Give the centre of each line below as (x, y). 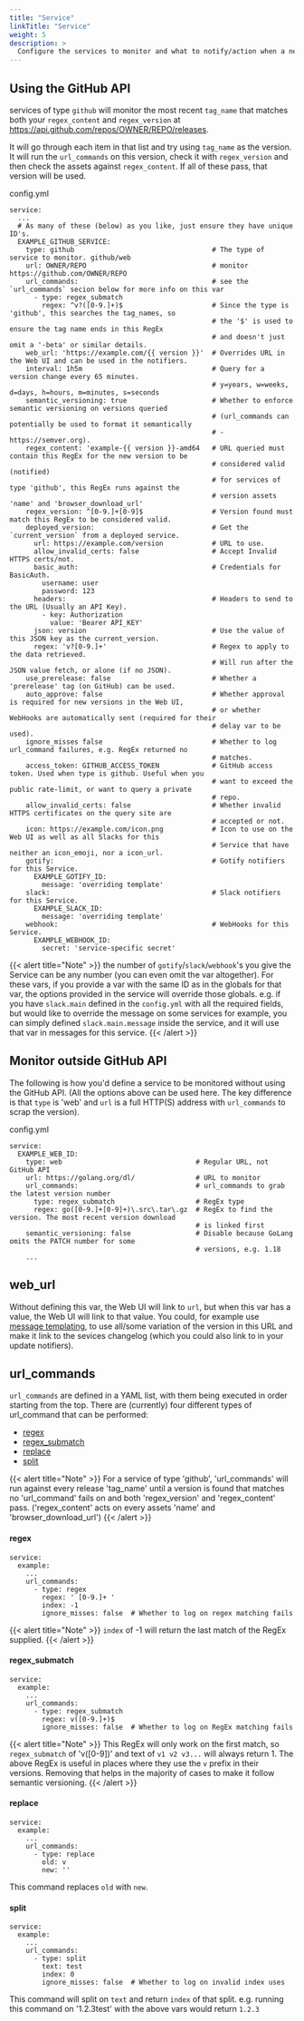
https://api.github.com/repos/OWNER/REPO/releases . (109, 129)
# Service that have (250, 845)
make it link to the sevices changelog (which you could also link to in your (147, 1335)
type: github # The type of (145, 249)
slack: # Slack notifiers (153, 893)
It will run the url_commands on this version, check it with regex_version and (149, 156)
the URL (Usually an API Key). (68, 607)
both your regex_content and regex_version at (95, 120)
